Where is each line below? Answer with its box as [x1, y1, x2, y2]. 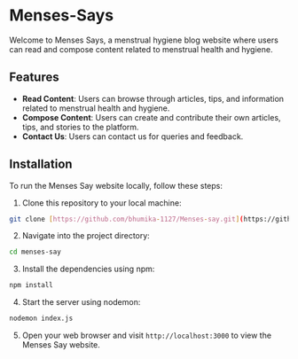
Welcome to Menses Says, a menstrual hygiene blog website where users [9, 35, 279, 45]
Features [9, 70, 59, 85]
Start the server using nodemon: [21, 297, 141, 308]
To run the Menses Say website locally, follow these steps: [9, 180, 223, 191]
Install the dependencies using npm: [21, 263, 155, 275]
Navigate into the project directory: [21, 230, 151, 241]
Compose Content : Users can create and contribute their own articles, [21, 112, 281, 122]
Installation [9, 157, 73, 172]
